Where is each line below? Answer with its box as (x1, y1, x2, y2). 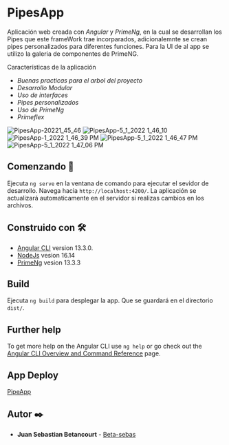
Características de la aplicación (7, 63, 96, 71)
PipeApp (7, 388, 32, 395)
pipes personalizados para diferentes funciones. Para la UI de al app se (7, 42, 210, 50)
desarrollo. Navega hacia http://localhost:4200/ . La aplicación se (7, 186, 197, 194)
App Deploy (7, 369, 58, 381)
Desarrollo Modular (17, 83, 73, 92)
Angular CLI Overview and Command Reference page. (7, 349, 161, 358)
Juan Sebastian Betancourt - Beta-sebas (17, 430, 136, 438)
